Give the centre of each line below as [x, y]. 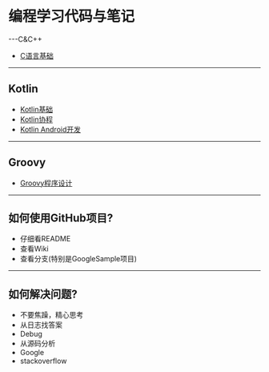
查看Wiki [34, 249]
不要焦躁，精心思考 [52, 315]
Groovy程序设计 [46, 183]
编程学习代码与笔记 [72, 16]
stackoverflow [43, 361]
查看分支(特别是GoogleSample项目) [78, 259]
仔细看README [45, 239]
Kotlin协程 [36, 119]
